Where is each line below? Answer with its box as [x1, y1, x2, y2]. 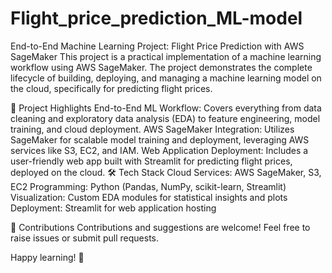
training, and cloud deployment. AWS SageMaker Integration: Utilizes [10, 123, 295, 135]
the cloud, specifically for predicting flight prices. [10, 82, 213, 94]
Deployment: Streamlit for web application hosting [10, 202, 217, 214]
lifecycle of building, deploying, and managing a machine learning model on [10, 72, 322, 84]
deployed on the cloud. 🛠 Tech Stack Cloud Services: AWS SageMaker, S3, [10, 166, 322, 178]
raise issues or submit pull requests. [10, 232, 160, 244]
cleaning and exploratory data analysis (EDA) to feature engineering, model [10, 112, 321, 124]
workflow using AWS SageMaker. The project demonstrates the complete [10, 61, 313, 73]
